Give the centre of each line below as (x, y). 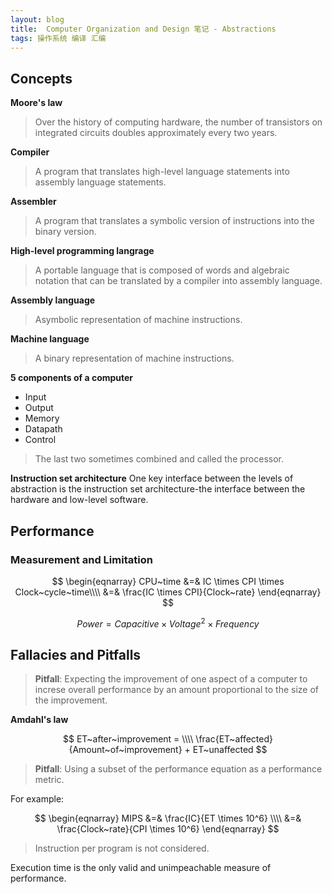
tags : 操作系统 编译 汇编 (58, 38)
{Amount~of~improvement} (125, 750)
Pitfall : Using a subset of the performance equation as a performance (178, 769)
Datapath (43, 429)
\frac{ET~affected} (234, 739)
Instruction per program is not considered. (122, 848)
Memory (42, 418)
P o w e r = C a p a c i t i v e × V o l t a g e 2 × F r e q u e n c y (168, 623)
